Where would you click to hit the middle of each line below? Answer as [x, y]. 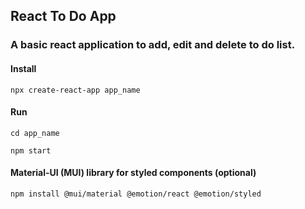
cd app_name [35, 133]
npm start [31, 150]
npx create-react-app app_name [75, 90]
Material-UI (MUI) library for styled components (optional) [133, 173]
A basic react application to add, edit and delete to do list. [153, 45]
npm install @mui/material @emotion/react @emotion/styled [136, 194]
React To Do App [63, 16]
